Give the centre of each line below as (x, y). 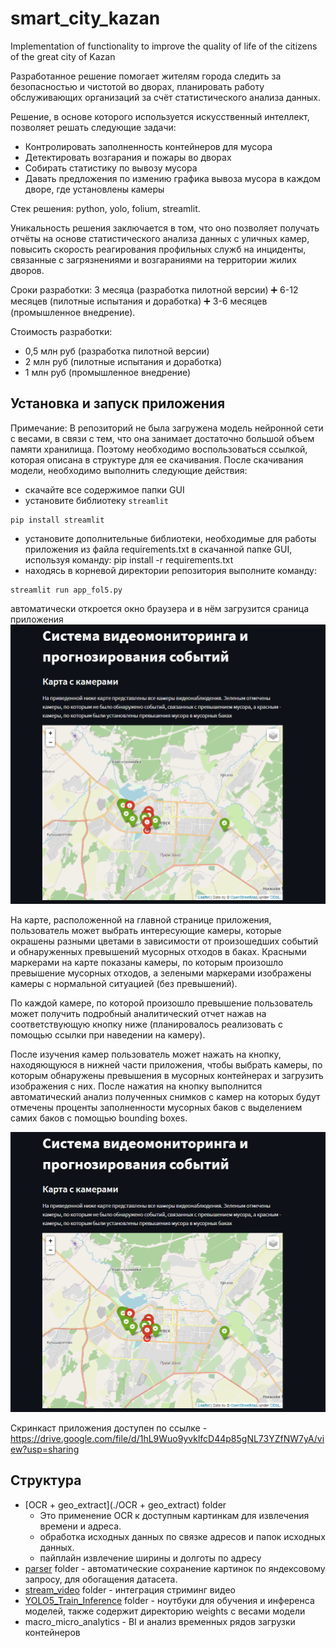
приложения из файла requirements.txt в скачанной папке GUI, (158, 549)
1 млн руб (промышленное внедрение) (108, 372)
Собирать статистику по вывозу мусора (111, 168)
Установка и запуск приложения (118, 403)
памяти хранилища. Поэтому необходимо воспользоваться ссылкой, (159, 449)
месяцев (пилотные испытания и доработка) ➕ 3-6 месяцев (139, 301)
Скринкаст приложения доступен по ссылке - (109, 1428)
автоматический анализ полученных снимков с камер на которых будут (165, 1097)
